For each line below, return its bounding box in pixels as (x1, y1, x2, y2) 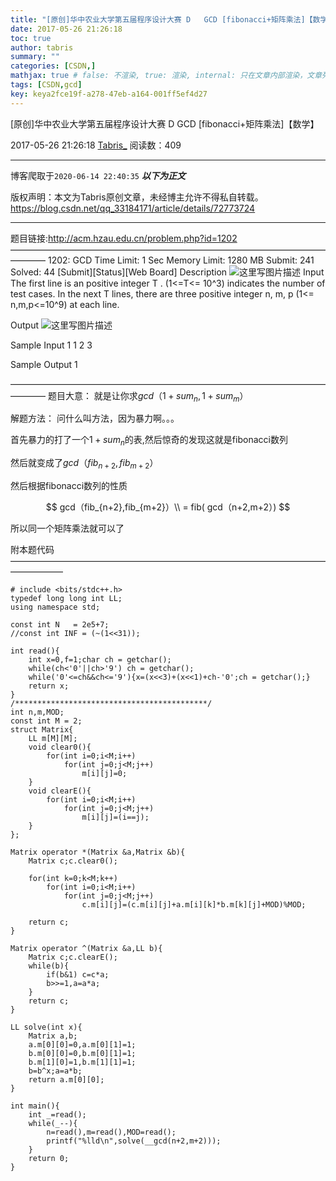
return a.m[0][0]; (28, 1075, 105, 1085)
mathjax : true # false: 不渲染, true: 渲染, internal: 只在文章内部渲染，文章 (10, 71, 323, 81)
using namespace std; (10, 602, 101, 613)
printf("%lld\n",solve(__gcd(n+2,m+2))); (46, 1136, 222, 1146)
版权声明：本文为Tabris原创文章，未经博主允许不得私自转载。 (10, 191, 264, 203)
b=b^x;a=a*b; (28, 1066, 83, 1076)
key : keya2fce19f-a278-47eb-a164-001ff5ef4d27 (10, 89, 208, 99)
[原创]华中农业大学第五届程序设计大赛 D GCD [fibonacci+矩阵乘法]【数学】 (10, 117, 320, 130)
